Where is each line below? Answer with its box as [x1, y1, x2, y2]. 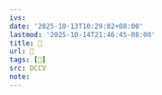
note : [9, 72, 30, 81]
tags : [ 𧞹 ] [9, 55, 47, 64]
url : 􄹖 [9, 47, 34, 56]
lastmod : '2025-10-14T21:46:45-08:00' [9, 30, 156, 39]
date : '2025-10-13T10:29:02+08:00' [9, 22, 144, 31]
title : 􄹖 [9, 38, 43, 48]
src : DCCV [9, 64, 47, 73]
